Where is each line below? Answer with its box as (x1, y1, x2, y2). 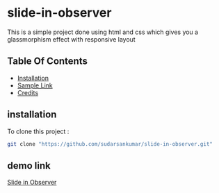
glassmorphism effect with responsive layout (7, 35, 136, 43)
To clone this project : (7, 127, 70, 135)
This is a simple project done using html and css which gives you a (7, 28, 199, 36)
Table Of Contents (7, 56, 88, 67)
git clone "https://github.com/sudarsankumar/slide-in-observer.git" (7, 140, 213, 147)
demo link (7, 160, 51, 171)
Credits (17, 88, 39, 96)
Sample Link (17, 81, 54, 90)
